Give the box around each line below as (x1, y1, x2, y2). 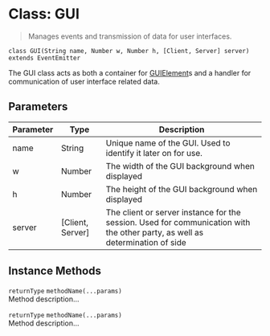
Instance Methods (8, 264, 102, 278)
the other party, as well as (105, 227, 203, 238)
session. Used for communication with (105, 216, 251, 227)
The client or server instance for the (105, 207, 241, 218)
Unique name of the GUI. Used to (105, 137, 231, 149)
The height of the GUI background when (105, 183, 258, 195)
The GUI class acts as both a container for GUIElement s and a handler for (8, 68, 252, 77)
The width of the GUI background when (105, 160, 255, 171)
